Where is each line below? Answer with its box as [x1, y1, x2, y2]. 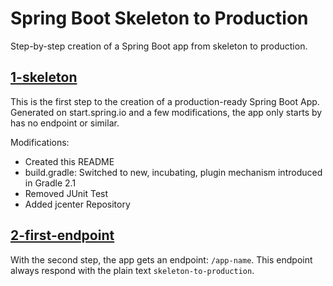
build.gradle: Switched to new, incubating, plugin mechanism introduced [24, 166, 323, 178]
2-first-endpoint [10, 227, 115, 244]
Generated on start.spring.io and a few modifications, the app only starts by [10, 106, 323, 118]
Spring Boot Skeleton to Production [10, 7, 309, 30]
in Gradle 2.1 [24, 177, 77, 189]
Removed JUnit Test [24, 187, 109, 199]
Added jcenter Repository [24, 198, 131, 210]
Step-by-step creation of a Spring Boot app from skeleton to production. [10, 40, 308, 52]
